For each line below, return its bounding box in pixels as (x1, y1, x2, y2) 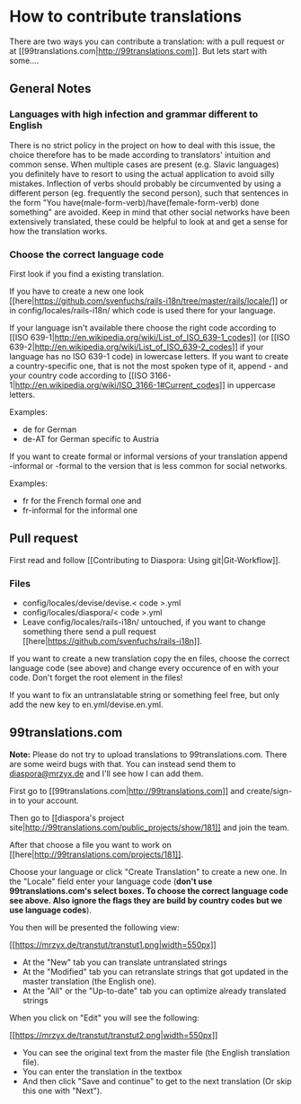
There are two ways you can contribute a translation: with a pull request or (9, 36, 285, 47)
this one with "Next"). (22, 1085, 102, 1096)
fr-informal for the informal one (22, 505, 137, 516)
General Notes (9, 81, 92, 96)
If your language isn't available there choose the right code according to (9, 322, 277, 333)
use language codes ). (9, 905, 93, 915)
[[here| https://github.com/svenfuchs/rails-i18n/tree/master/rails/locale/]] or (9, 295, 288, 306)
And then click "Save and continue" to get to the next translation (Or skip (22, 1075, 292, 1086)
